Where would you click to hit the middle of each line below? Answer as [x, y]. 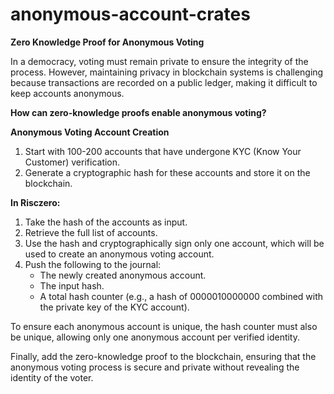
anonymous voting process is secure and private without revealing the [155, 367]
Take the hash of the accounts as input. [106, 222]
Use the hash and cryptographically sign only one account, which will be [174, 243]
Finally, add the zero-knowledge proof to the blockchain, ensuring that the [163, 356]
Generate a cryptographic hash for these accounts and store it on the [167, 172]
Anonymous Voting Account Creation [90, 132]
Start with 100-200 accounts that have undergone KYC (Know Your [163, 151]
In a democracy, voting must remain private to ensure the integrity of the [159, 61]
